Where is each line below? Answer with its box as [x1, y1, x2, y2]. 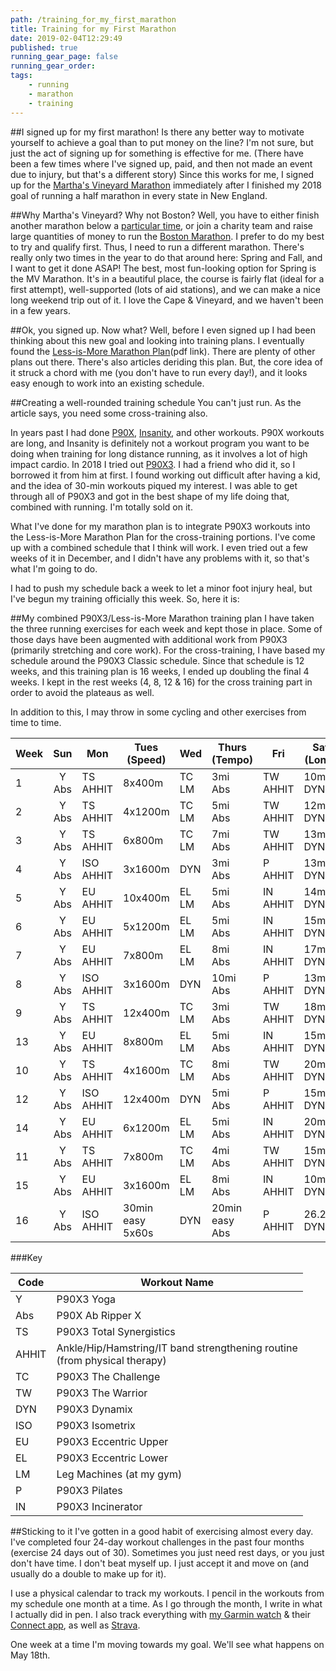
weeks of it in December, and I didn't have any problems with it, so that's [10, 552, 310, 564]
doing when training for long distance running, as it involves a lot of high [10, 447, 308, 460]
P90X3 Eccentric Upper [56, 1434, 169, 1448]
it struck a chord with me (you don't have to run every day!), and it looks [10, 366, 308, 378]
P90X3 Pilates [56, 1483, 123, 1497]
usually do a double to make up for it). [10, 1567, 167, 1580]
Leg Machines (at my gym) [56, 1467, 183, 1481]
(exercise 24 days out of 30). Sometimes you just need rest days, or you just [10, 1546, 325, 1558]
